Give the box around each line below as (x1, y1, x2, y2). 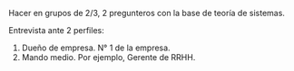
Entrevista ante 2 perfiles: (8, 25, 105, 35)
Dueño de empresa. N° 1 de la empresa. (21, 42, 171, 53)
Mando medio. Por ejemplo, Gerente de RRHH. (21, 52, 196, 62)
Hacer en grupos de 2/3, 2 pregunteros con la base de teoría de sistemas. (8, 8, 285, 18)
